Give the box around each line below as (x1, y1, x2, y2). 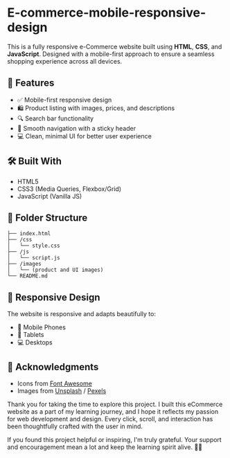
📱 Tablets (17, 331, 44, 339)
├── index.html (7, 230, 51, 237)
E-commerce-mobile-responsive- (7, 5, 206, 21)
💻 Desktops (17, 338, 53, 347)
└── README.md (7, 273, 48, 280)
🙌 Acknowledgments (7, 361, 99, 373)
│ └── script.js (7, 255, 60, 262)
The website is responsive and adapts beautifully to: (7, 310, 156, 318)
